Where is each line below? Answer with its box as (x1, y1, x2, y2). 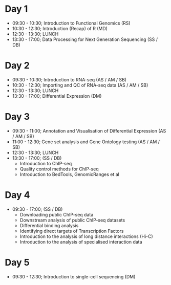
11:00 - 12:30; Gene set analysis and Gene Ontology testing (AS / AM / (12, 139, 160, 145)
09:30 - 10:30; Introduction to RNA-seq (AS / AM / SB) (12, 76, 126, 82)
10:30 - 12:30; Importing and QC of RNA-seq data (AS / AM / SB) (12, 82, 148, 88)
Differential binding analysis (19, 222, 79, 228)
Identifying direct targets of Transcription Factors (19, 228, 124, 234)
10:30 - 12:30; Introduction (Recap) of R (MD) (12, 25, 108, 31)
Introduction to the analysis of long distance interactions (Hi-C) (19, 233, 153, 239)
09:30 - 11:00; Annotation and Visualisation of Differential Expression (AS (12, 127, 166, 134)
